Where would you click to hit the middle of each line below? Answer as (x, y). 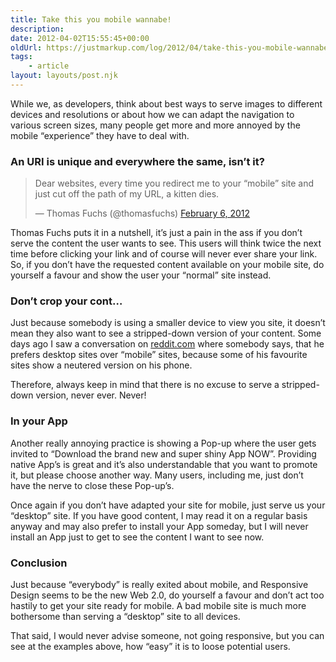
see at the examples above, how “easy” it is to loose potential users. (150, 647)
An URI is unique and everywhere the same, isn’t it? (137, 161)
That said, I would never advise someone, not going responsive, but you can (167, 636)
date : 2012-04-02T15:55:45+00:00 (80, 38)
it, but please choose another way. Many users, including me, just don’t (157, 475)
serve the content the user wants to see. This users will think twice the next (166, 243)
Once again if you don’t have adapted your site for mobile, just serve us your (168, 505)
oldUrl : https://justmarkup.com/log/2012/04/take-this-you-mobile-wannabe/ (171, 47)
